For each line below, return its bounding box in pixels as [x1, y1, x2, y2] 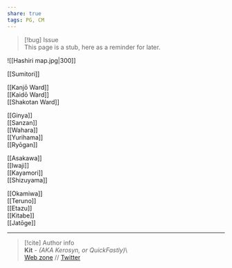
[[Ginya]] [7, 111, 32, 119]
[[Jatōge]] [7, 218, 36, 227]
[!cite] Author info [23, 238, 75, 247]
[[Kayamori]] [7, 169, 43, 177]
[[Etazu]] [7, 204, 32, 212]
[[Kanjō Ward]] [7, 83, 50, 91]
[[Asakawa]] [7, 153, 43, 162]
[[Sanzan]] [7, 118, 38, 126]
